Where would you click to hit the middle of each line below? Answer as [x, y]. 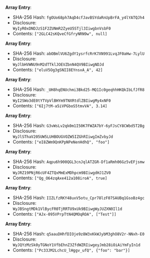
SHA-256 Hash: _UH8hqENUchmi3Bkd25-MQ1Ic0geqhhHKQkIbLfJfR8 [79, 89]
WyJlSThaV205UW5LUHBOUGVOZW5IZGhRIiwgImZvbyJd [63, 137]
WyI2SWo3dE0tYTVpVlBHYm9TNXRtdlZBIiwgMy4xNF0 [62, 101]
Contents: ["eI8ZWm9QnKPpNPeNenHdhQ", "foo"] [61, 142]
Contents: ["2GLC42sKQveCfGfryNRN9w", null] [60, 33]
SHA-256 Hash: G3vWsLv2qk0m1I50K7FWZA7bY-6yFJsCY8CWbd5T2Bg [79, 125]
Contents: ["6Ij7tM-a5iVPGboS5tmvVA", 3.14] [60, 106]
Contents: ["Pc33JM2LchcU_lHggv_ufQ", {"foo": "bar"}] [71, 250]
